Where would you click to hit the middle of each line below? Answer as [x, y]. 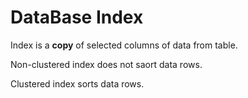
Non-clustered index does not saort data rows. [106, 64]
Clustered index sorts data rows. [77, 83]
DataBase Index [77, 17]
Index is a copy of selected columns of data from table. [124, 45]
